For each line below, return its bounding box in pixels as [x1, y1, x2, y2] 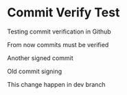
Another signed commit [7, 53, 73, 62]
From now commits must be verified [7, 40, 109, 49]
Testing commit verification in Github [7, 27, 111, 36]
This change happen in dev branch [7, 80, 106, 88]
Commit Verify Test [7, 5, 120, 21]
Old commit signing [7, 67, 62, 75]
